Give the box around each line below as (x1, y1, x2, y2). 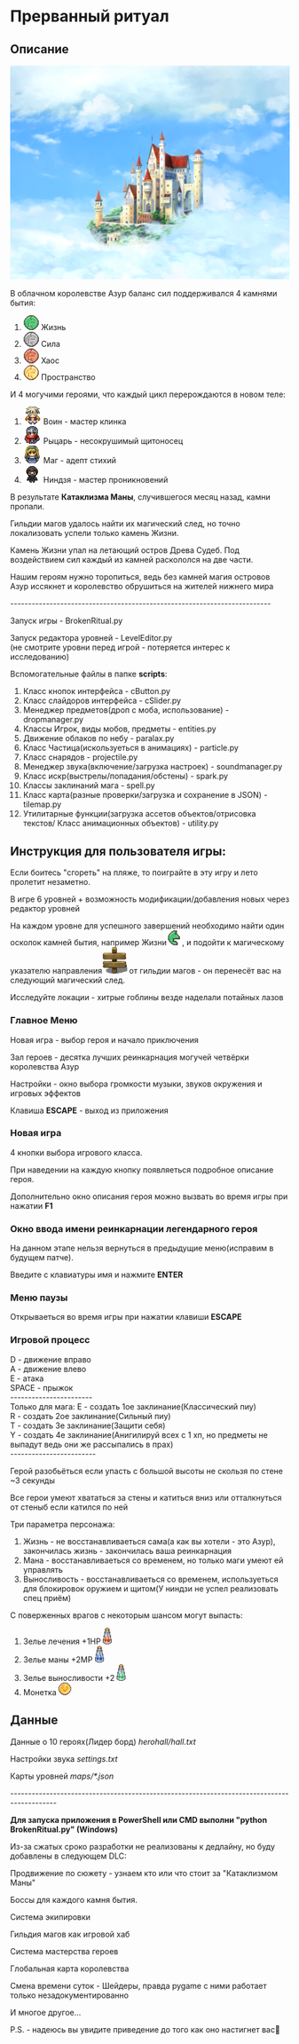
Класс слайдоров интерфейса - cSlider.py (22, 695, 181, 706)
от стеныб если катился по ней (10, 1502, 128, 1512)
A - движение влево (10, 1363, 87, 1374)
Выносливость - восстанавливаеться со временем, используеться (22, 1574, 279, 1584)
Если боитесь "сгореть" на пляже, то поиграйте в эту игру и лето (10, 867, 258, 878)
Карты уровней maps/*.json (10, 1771, 114, 1781)
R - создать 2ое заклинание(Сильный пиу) (10, 1410, 171, 1421)
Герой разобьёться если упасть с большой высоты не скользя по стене (10, 1465, 283, 1476)
